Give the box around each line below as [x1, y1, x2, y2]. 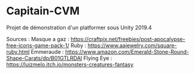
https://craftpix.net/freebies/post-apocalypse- [70, 35, 185, 42]
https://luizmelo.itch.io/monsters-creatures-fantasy [6, 61, 134, 68]
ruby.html [6, 48, 30, 55]
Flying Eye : [83, 54, 113, 61]
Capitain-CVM [6, 4, 80, 18]
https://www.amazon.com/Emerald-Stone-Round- [65, 48, 190, 55]
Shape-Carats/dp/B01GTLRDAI [6, 54, 82, 61]
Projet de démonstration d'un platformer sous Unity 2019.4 [6, 24, 152, 31]
